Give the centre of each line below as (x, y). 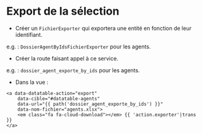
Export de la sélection (63, 11)
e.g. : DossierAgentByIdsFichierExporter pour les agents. (79, 47)
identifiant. (29, 34)
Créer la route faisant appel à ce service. (67, 58)
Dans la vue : (32, 82)
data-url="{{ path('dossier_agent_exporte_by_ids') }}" (91, 104)
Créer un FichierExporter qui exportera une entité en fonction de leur (103, 28)
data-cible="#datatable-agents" (59, 99)
